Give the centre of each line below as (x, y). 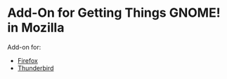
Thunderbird (35, 68)
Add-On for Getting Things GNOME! (114, 13)
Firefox (28, 60)
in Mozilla (36, 28)
